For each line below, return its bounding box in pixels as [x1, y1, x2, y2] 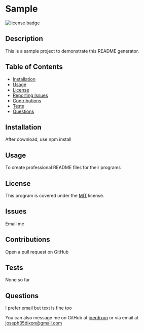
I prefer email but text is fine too [5, 305, 72, 311]
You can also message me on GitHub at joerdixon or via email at [5, 315, 138, 321]
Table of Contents [5, 63, 63, 71]
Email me [5, 221, 24, 227]
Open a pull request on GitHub [5, 249, 69, 255]
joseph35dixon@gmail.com [5, 320, 62, 326]
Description [5, 34, 43, 43]
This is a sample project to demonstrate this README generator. [5, 48, 139, 54]
